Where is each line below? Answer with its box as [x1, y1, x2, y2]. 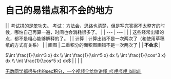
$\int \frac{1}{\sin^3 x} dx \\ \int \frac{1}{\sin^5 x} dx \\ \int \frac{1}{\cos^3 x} [5, 52, 166, 58]
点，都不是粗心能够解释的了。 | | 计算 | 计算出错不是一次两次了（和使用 [5, 35, 156, 42]
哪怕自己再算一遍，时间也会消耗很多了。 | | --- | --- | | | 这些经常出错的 [14, 29, 164, 35]
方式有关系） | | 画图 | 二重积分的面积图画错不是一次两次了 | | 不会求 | [14, 42, 161, 48]
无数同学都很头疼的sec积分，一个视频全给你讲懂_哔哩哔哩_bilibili [5, 68, 142, 74]
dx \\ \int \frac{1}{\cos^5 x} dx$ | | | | [5, 57, 82, 64]
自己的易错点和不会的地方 [5, 5, 114, 16]
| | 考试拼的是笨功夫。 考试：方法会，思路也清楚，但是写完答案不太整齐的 [5, 23, 161, 29]
